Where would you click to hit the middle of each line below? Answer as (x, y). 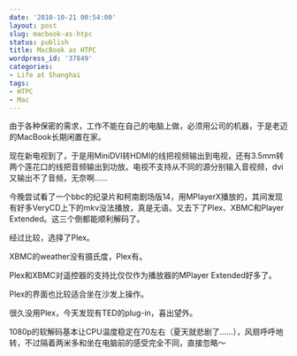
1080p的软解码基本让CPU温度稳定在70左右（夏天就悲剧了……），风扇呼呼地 (146, 332)
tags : (19, 83)
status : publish (39, 42)
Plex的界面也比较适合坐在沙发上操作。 (79, 294)
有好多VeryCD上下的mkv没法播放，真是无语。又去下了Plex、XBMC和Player (147, 208)
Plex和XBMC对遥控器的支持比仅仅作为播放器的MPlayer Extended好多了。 (143, 275)
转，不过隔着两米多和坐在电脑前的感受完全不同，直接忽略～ (118, 343)
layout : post (33, 26)
